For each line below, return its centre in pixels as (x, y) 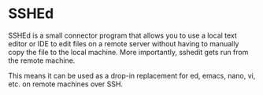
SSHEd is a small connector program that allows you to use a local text (123, 35)
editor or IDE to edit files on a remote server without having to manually (124, 43)
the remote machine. (42, 60)
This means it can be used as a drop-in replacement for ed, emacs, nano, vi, (132, 75)
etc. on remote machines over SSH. (66, 84)
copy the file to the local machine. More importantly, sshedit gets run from (128, 52)
